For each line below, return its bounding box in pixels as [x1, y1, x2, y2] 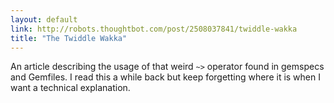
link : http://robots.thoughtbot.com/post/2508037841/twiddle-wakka [10, 24, 298, 34]
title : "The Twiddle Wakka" [10, 33, 128, 43]
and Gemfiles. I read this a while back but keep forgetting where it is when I [10, 71, 321, 83]
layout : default [10, 14, 78, 25]
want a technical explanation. [10, 82, 131, 94]
